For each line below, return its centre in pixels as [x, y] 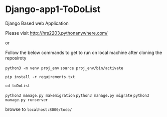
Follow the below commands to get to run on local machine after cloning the [84, 52]
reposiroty [16, 58]
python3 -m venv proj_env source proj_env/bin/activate [64, 68]
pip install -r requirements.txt [40, 77]
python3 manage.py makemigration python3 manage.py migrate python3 [77, 95]
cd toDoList [18, 86]
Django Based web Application [37, 23]
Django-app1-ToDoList [53, 9]
